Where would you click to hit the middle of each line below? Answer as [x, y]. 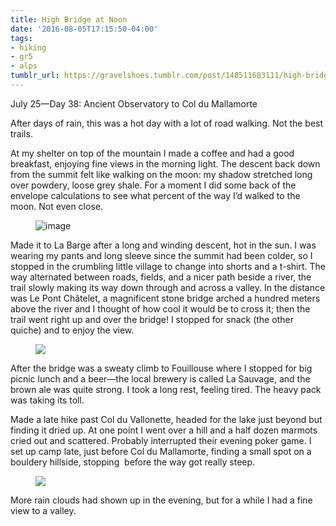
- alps [24, 66]
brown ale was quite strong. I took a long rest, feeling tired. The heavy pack [166, 389]
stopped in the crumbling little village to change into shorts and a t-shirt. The [168, 266]
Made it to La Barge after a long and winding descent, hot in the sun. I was [163, 245]
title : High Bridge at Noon [69, 19]
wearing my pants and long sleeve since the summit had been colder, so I [161, 255]
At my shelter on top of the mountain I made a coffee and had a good [152, 153]
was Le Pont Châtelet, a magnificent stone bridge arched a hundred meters [165, 298]
